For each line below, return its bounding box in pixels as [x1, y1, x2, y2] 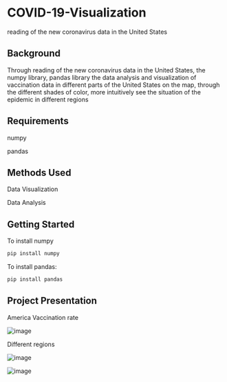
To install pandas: [7, 263, 57, 271]
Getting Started [7, 219, 75, 230]
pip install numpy [7, 250, 60, 257]
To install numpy [7, 237, 54, 245]
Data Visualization [7, 185, 58, 194]
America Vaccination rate [7, 313, 79, 321]
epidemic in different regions [7, 95, 89, 103]
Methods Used [7, 167, 72, 179]
